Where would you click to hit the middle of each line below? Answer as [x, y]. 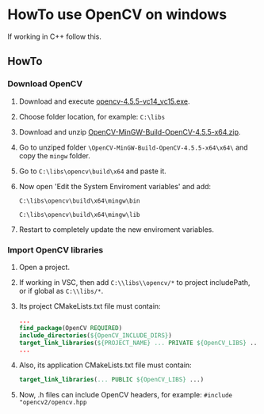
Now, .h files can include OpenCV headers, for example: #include [126, 395]
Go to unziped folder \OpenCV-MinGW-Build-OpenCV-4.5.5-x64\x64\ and [133, 147]
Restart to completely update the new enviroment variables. [117, 229]
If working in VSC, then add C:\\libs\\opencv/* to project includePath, [134, 282]
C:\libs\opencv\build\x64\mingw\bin [79, 201]
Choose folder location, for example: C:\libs [92, 116]
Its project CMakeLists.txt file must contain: [90, 306]
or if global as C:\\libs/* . [61, 291]
